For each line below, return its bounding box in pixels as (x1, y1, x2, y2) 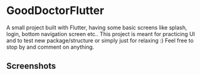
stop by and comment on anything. (6, 43, 95, 51)
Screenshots (6, 61, 56, 71)
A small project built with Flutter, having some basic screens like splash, (6, 24, 188, 31)
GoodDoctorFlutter (6, 4, 105, 18)
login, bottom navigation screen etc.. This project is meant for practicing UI (6, 30, 195, 37)
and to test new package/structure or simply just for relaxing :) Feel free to (6, 37, 194, 44)
